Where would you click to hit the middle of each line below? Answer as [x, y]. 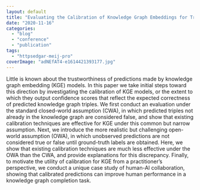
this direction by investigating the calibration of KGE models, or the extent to [100, 91]
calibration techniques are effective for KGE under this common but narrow [98, 123]
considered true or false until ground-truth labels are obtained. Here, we [95, 142]
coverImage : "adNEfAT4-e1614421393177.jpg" [61, 62]
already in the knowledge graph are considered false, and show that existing [100, 117]
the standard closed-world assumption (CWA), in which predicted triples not [100, 111]
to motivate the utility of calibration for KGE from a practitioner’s [84, 161]
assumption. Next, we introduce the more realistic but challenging [87, 130]
